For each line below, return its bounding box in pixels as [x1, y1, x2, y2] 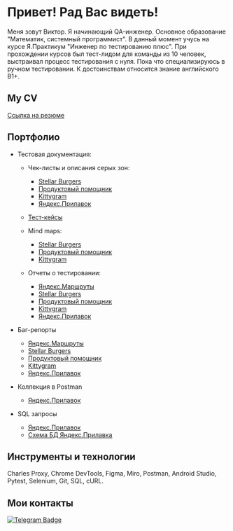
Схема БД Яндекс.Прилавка [27, 430, 113, 439]
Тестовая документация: [17, 150, 92, 158]
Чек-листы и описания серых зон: [27, 163, 130, 172]
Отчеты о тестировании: [27, 268, 101, 277]
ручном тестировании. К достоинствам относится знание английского [7, 64, 219, 73]
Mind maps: [27, 226, 62, 235]
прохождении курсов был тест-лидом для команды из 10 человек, [7, 50, 206, 58]
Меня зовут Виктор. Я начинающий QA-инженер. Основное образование [7, 27, 226, 36]
